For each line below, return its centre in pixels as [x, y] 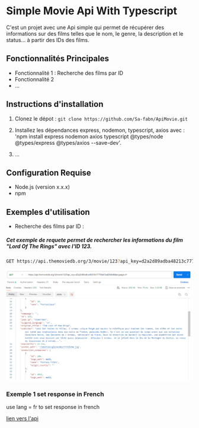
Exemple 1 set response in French [55, 394]
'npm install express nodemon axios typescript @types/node [89, 136]
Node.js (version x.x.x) [42, 187]
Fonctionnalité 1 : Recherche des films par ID [69, 73]
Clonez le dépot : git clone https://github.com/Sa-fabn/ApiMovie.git [101, 118]
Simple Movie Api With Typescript [92, 11]
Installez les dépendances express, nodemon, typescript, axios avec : [100, 130]
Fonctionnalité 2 [34, 79]
